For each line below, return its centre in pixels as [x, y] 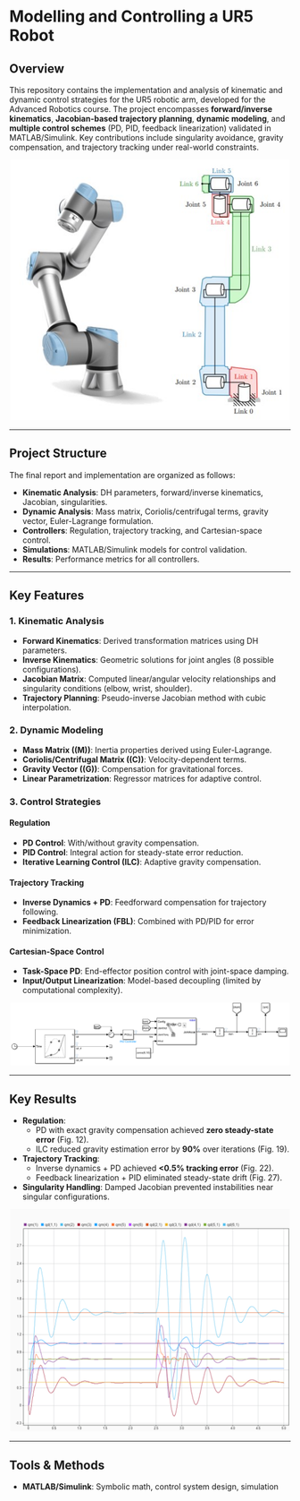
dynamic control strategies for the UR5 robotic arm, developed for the [137, 99]
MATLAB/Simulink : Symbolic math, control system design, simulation [150, 1487]
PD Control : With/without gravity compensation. [110, 843]
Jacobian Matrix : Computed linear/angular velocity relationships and [149, 679]
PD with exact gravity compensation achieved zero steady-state [154, 1130]
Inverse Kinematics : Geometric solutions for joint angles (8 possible [148, 659]
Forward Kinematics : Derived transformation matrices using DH [140, 640]
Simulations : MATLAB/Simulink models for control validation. [134, 549]
